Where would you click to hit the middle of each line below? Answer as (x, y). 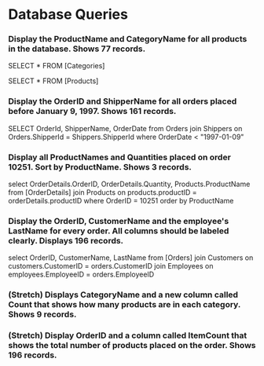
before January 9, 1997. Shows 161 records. (92, 112)
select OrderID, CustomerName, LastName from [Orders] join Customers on (131, 258)
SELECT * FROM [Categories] (57, 66)
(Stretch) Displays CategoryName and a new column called (123, 295)
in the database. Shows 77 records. (77, 49)
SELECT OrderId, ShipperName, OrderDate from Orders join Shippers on (125, 128)
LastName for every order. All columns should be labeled (119, 231)
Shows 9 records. (42, 314)
